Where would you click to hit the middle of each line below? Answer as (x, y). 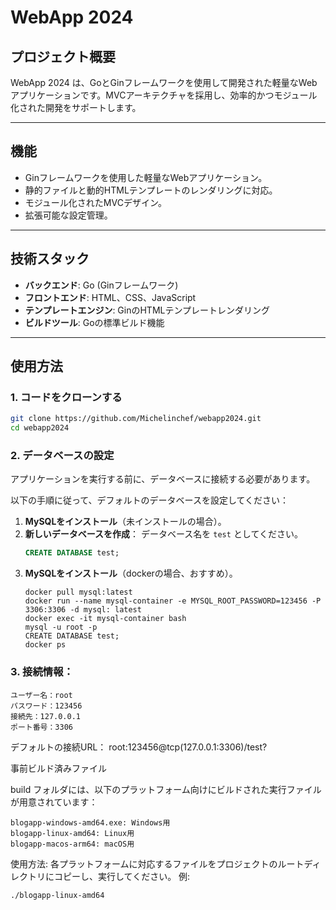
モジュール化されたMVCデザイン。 (96, 202)
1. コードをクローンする (66, 397)
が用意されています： (54, 802)
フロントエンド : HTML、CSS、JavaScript (110, 297)
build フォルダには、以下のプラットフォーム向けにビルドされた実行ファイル (166, 789)
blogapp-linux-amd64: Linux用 (72, 833)
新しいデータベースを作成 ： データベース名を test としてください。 (164, 534)
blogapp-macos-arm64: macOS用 (72, 844)
